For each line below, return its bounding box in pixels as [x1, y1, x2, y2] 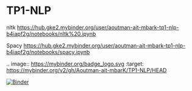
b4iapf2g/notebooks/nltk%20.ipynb [6, 30, 96, 37]
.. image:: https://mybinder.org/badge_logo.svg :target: [6, 60, 144, 67]
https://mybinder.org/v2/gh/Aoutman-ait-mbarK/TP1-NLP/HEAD [6, 66, 167, 73]
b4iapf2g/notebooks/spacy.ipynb [6, 48, 90, 55]
